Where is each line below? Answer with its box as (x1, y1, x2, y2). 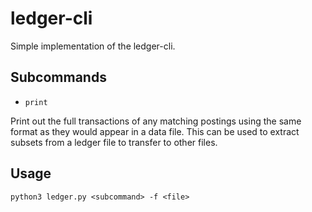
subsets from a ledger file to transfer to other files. (10, 136, 218, 148)
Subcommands (10, 69, 107, 86)
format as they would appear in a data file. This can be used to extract (10, 125, 300, 137)
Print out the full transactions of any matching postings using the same (10, 115, 302, 127)
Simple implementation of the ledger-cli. (10, 40, 176, 52)
